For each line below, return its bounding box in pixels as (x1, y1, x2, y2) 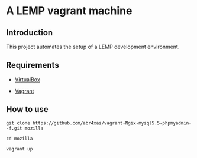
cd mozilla (6, 136, 33, 141)
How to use (6, 104, 49, 114)
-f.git (6, 125, 22, 131)
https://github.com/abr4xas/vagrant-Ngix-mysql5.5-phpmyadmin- (32, 120, 192, 126)
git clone (6, 120, 31, 126)
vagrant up (6, 146, 33, 152)
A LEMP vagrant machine (6, 4, 133, 18)
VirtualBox (14, 75, 40, 83)
